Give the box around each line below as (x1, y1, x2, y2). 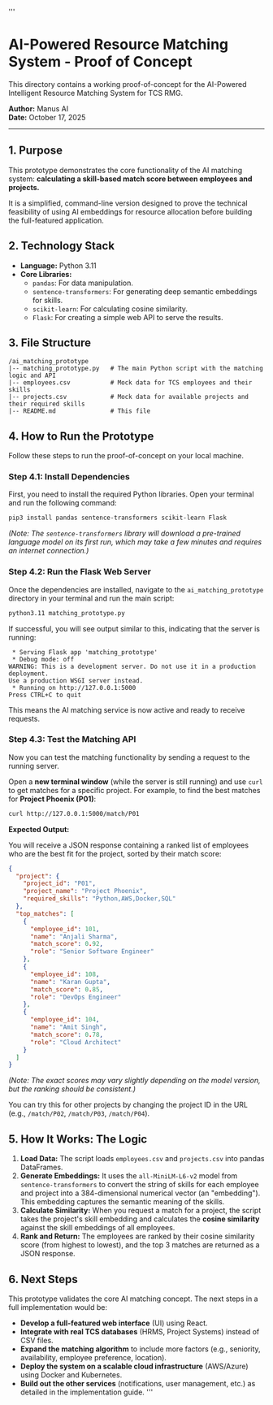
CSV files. (19, 1335, 54, 1345)
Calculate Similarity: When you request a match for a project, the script (19, 1206, 262, 1216)
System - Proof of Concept (8, 53, 193, 72)
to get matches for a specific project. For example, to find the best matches (8, 785, 261, 795)
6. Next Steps (8, 1272, 79, 1286)
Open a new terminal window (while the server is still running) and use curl (8, 776, 263, 787)
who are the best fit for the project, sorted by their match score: (8, 848, 222, 858)
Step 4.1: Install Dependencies (8, 471, 130, 483)
